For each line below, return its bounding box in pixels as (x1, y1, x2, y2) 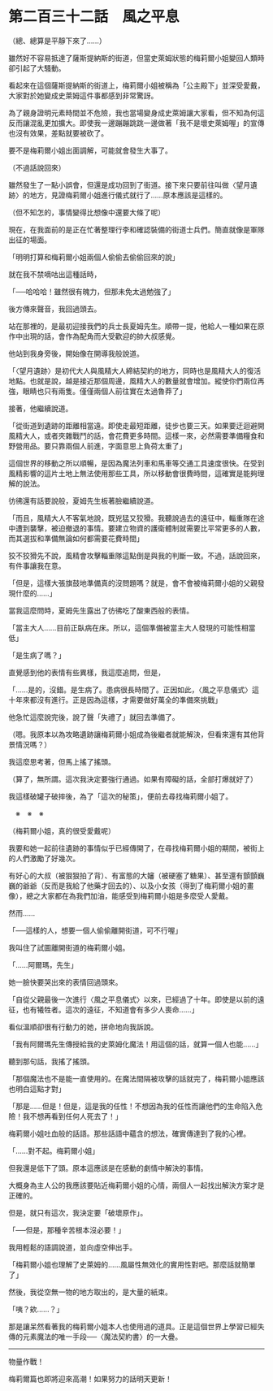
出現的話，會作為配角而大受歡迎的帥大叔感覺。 (22, 331, 180, 341)
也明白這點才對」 (8, 1084, 66, 1094)
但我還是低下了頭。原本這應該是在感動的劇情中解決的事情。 (8, 1163, 208, 1172)
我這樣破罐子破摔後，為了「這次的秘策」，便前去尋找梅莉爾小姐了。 (8, 791, 233, 801)
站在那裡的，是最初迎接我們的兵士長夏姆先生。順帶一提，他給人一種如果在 (8, 321, 258, 331)
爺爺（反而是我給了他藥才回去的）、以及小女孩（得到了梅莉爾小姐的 (22, 881, 247, 890)
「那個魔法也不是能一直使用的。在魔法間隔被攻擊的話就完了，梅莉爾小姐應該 (8, 1073, 265, 1083)
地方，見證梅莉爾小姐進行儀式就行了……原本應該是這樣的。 (29, 190, 227, 200)
